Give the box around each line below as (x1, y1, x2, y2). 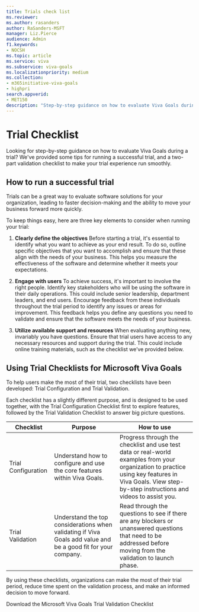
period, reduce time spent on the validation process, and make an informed (6, 583, 190, 590)
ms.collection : (6, 75, 44, 81)
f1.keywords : (6, 42, 38, 48)
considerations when (54, 521, 113, 529)
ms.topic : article (6, 53, 52, 59)
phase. (119, 561, 139, 569)
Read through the (119, 502, 168, 510)
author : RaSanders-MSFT (6, 25, 65, 31)
